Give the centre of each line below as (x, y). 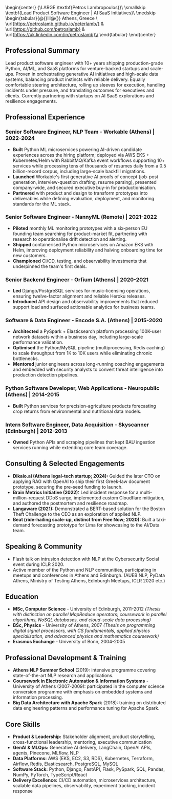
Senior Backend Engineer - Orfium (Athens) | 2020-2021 (77, 280)
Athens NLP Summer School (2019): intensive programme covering (84, 670)
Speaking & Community (44, 547)
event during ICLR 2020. (38, 564)
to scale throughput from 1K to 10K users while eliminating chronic (82, 353)
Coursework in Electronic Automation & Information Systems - (81, 681)
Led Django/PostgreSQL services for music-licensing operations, (81, 291)
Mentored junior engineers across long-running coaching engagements (89, 364)
